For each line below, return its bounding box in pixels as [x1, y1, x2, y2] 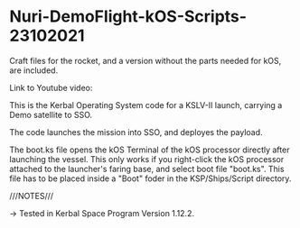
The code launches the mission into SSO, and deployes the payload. [9, 126, 264, 137]
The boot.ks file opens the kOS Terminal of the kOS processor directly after [9, 144, 290, 155]
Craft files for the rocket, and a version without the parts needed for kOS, [9, 55, 282, 66]
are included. [9, 65, 59, 76]
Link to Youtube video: [9, 82, 93, 93]
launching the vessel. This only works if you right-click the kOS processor [9, 153, 285, 164]
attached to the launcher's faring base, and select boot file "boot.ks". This [9, 163, 285, 174]
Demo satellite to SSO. [9, 109, 93, 120]
